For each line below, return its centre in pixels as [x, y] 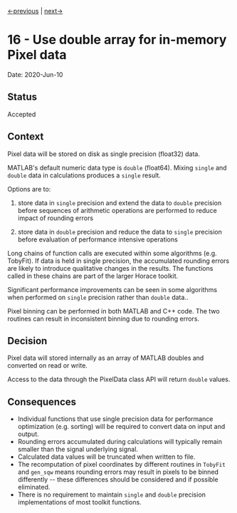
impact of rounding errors [56, 218]
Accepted [22, 114]
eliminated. [34, 487]
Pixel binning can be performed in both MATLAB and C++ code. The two [114, 311]
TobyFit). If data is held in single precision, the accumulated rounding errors [118, 261]
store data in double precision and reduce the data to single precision [120, 232]
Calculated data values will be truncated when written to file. [106, 457]
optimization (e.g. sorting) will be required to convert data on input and [121, 427]
